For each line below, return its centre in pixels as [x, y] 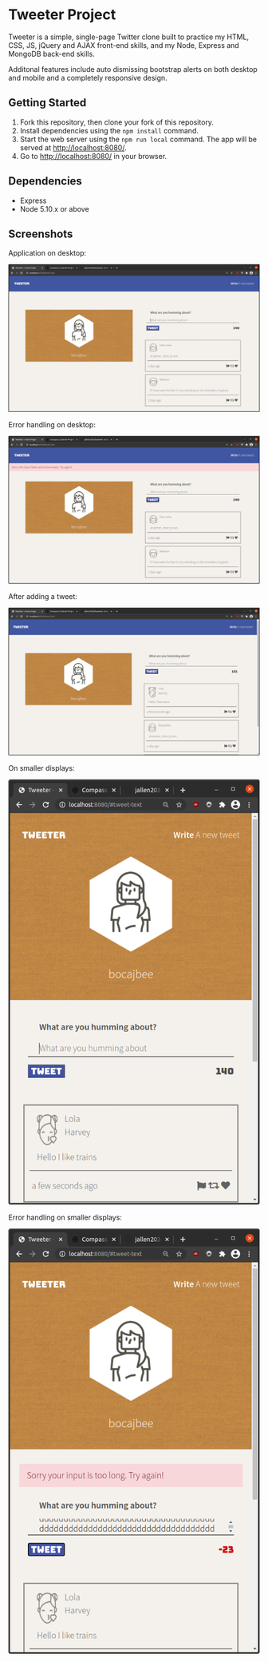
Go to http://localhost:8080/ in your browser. [93, 156]
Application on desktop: [47, 253]
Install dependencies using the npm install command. [109, 130]
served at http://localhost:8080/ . [73, 147]
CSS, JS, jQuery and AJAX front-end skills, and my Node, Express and [124, 45]
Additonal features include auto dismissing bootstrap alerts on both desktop [133, 69]
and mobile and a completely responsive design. [88, 77]
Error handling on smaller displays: [65, 1217]
